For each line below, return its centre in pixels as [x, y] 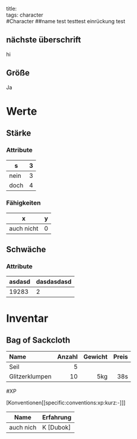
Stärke [19, 133]
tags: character [25, 15]
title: [12, 9]
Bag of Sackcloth [38, 341]
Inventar [27, 318]
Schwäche [26, 250]
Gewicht [95, 357]
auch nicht [24, 228]
